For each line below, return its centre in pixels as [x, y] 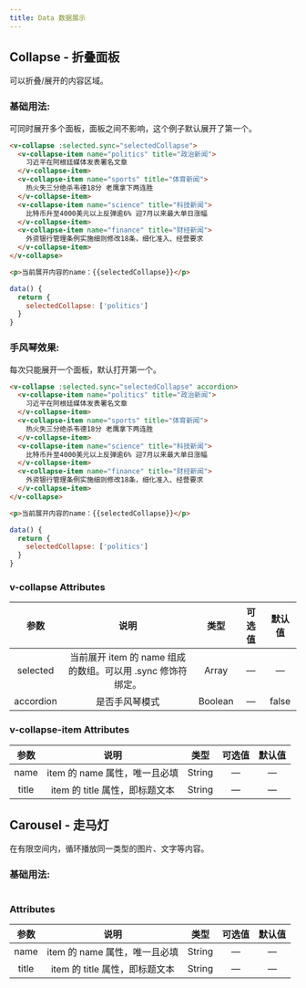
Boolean [216, 702]
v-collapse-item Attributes [70, 730]
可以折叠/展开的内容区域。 [59, 81]
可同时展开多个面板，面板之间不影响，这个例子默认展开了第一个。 [133, 128]
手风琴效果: [35, 348]
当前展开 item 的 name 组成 [128, 658]
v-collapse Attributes [57, 587]
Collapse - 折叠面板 [65, 57]
